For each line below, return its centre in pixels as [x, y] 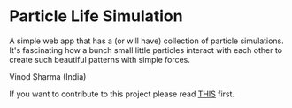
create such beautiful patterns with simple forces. [100, 59]
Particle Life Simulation [96, 16]
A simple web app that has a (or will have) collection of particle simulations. [147, 41]
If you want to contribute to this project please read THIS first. [122, 94]
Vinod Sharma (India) [48, 76]
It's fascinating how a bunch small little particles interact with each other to [146, 50]
